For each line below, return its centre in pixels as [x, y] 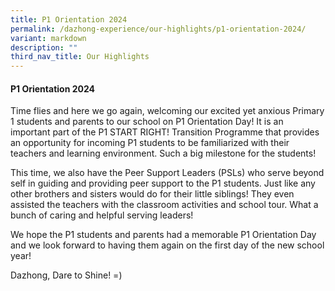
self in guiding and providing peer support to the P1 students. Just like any [163, 183]
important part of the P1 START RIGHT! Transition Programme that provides [165, 132]
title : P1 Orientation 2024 [69, 19]
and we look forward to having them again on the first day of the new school [167, 245]
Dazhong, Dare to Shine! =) [66, 275]
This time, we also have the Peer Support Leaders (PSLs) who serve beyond [167, 173]
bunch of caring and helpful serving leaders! [102, 215]
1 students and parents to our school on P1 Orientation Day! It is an [147, 122]
